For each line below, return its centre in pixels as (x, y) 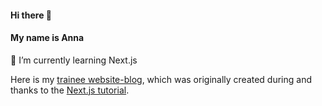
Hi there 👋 (31, 15)
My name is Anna (47, 38)
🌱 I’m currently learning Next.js (74, 60)
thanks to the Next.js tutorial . (70, 90)
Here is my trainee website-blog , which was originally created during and (161, 79)
